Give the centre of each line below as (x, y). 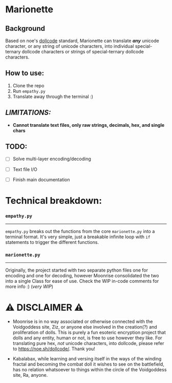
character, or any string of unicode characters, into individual (70, 46)
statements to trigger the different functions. (52, 242)
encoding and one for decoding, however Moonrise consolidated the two (82, 276)
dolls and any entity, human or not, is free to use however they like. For (87, 338)
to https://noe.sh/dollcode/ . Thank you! (54, 349)
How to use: (25, 73)
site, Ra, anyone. (30, 375)
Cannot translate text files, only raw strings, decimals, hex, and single (89, 125)
